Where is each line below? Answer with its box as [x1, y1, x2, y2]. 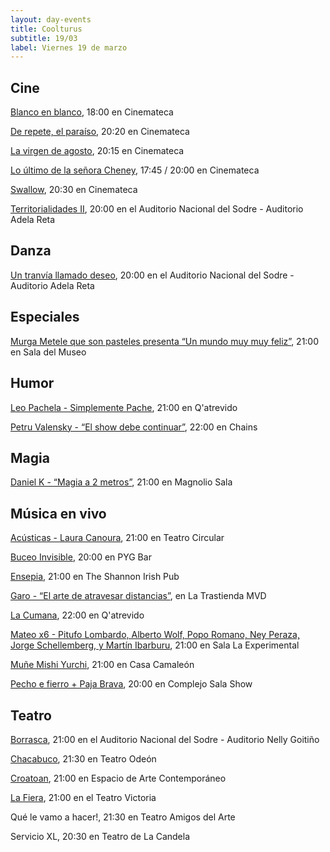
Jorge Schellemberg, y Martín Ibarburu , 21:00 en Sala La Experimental [10, 639, 300, 651]
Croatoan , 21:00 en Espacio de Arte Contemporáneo [10, 772, 227, 784]
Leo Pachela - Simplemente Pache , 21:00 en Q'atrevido [10, 401, 238, 413]
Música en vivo [10, 505, 107, 522]
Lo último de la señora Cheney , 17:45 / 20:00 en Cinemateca [10, 164, 260, 176]
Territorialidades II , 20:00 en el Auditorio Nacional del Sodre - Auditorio [10, 203, 304, 215]
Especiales [10, 309, 80, 326]
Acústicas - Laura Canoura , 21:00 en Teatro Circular [10, 532, 225, 544]
